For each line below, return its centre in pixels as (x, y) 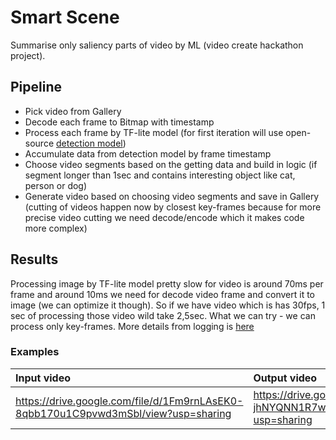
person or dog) (56, 185)
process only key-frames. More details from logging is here (132, 326)
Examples (35, 352)
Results (34, 259)
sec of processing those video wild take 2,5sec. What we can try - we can (163, 315)
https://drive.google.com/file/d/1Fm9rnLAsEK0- (129, 401)
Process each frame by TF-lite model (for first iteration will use (154, 132)
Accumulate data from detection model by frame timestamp (148, 153)
